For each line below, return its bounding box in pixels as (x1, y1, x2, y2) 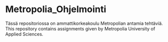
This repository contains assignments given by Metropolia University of (5, 25, 156, 31)
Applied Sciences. (5, 31, 43, 37)
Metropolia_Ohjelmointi (5, 4, 106, 15)
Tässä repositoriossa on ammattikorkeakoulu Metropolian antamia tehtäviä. (5, 20, 163, 26)
